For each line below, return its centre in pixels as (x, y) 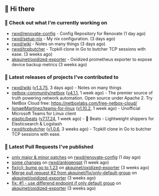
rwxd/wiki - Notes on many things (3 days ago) (58, 44)
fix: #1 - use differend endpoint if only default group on (66, 183)
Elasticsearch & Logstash (37, 124)
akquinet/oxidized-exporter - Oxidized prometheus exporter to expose (82, 59)
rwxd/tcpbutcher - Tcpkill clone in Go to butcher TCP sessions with (79, 49)
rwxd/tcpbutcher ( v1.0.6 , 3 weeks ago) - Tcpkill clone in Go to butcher (81, 129)
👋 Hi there (20, 9)
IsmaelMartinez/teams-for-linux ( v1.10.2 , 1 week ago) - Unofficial (76, 108)
